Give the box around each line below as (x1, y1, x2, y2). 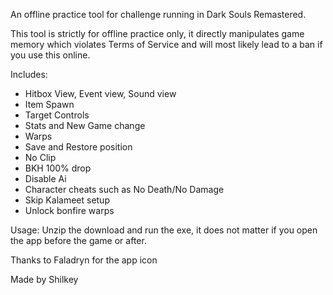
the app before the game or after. (10, 235, 147, 246)
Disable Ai (24, 173, 67, 184)
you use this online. (10, 49, 91, 61)
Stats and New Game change (24, 120, 146, 131)
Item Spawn (24, 99, 75, 110)
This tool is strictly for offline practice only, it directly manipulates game (10, 28, 305, 39)
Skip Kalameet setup (24, 194, 110, 206)
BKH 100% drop (24, 162, 92, 174)
